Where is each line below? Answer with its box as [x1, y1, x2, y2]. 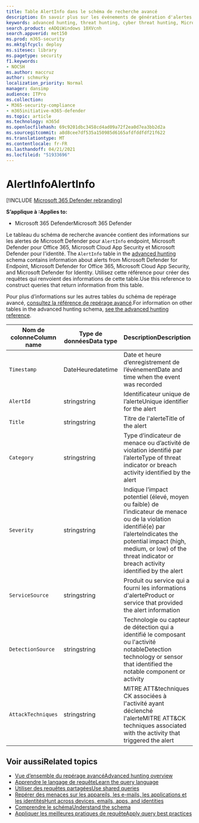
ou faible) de [123, 500, 159, 509]
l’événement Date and [123, 365, 182, 374]
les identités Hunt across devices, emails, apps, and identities [14, 798, 164, 805]
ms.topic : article [6, 113, 52, 119]
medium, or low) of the [123, 545, 187, 553]
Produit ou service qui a [123, 577, 190, 585]
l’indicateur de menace [123, 507, 188, 516]
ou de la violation [123, 515, 171, 523]
